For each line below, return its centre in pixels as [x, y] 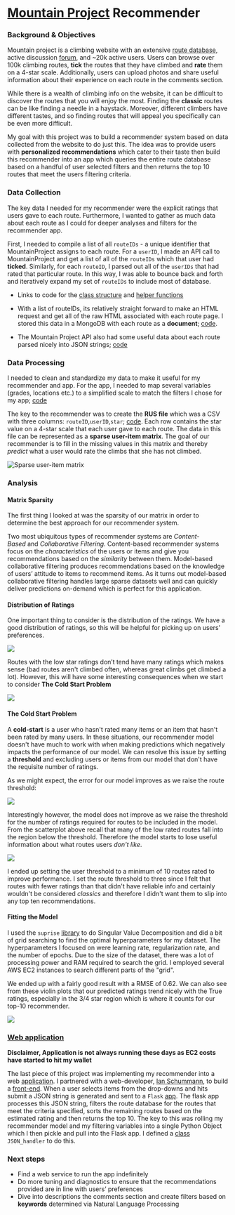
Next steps [26, 1159]
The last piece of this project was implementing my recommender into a [111, 1074]
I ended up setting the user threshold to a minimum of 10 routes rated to [111, 871]
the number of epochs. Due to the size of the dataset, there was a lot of [110, 955]
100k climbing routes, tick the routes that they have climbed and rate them [115, 65]
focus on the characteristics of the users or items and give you [98, 551]
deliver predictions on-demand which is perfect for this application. [105, 589]
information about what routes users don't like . [75, 844]
